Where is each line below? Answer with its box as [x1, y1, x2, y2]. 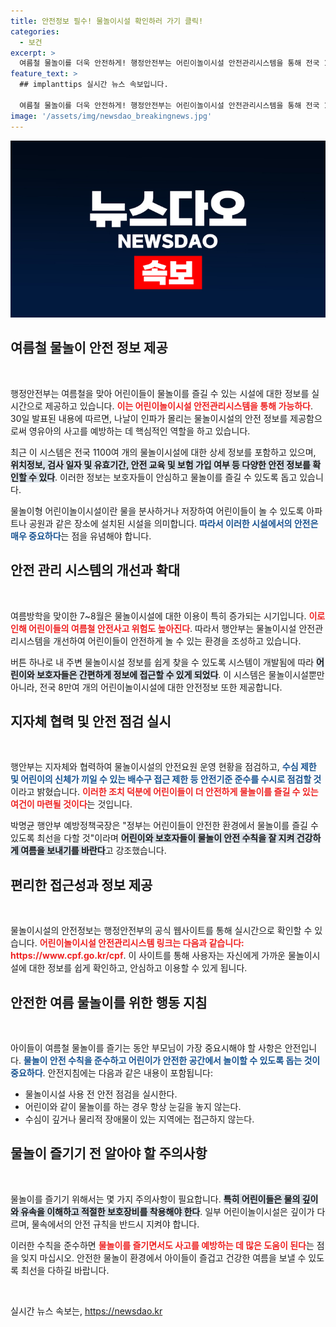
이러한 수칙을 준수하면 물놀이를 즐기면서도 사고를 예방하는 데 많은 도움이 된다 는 [10, 1239, 315, 1251]
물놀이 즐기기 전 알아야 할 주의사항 [10, 1145, 208, 1162]
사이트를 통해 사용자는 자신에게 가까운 [138, 950, 286, 962]
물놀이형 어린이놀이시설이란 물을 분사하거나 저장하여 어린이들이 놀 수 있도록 [10, 505, 305, 517]
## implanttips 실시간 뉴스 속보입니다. [19, 80, 169, 90]
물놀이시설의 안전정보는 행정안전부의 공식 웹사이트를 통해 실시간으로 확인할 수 [10, 925, 313, 937]
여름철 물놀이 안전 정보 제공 [10, 340, 168, 357]
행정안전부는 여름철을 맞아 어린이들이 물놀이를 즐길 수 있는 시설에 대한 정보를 [10, 387, 310, 399]
